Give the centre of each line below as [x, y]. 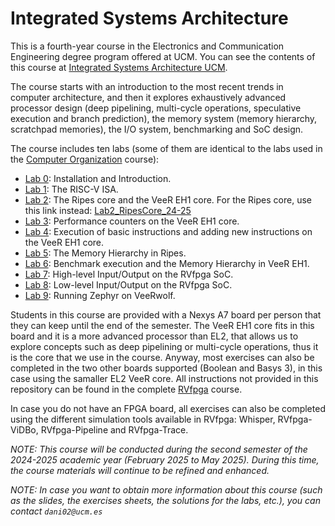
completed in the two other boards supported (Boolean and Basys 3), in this [166, 368]
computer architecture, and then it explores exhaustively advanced [148, 97]
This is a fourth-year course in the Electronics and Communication [147, 46]
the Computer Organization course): [85, 159]
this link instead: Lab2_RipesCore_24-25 [108, 210]
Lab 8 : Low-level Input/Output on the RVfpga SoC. [128, 284]
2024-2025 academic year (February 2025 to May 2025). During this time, [165, 459]
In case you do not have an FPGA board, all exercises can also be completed [168, 408]
